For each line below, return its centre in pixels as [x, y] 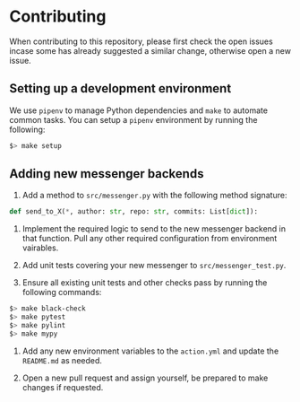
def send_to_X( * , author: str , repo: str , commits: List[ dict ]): [133, 212]
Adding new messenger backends [107, 174]
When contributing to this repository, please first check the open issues [141, 41]
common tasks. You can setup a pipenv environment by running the [133, 119]
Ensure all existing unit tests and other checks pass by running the [145, 283]
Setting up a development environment [120, 88]
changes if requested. [63, 387]
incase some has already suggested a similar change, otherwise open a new [150, 50]
